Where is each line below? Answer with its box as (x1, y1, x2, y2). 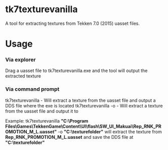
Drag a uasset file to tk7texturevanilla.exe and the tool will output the (5, 67, 148, 74)
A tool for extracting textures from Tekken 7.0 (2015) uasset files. (5, 20, 140, 26)
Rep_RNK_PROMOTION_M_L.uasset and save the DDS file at (5, 134, 134, 140)
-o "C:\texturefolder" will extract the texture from (58, 128, 162, 135)
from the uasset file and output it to (5, 108, 79, 114)
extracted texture (5, 73, 41, 79)
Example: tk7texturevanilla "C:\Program (5, 118, 88, 124)
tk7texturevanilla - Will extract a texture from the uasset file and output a (5, 97, 156, 103)
